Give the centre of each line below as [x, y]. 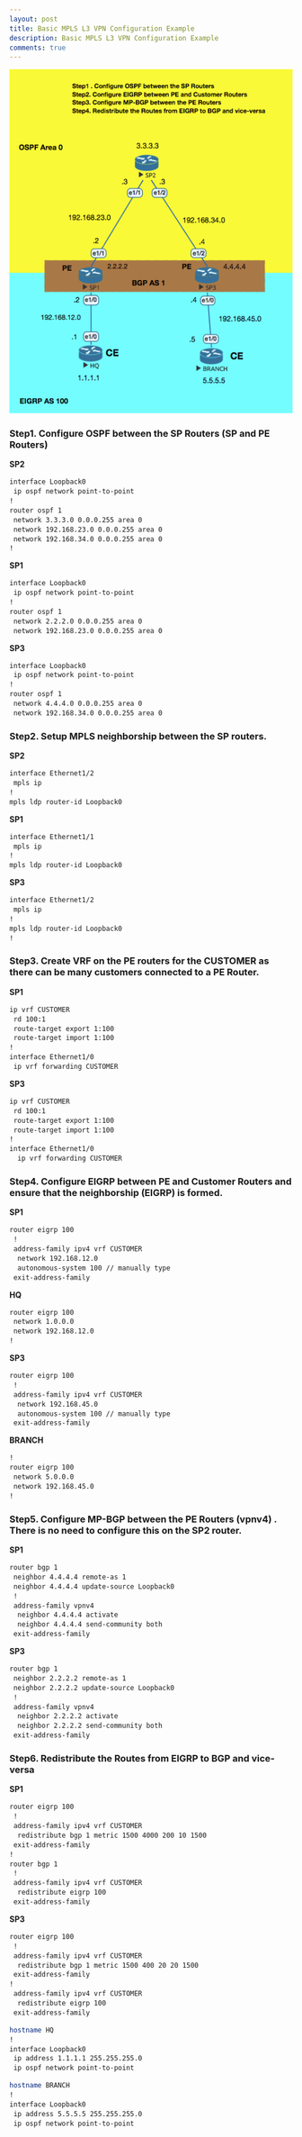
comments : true [38, 48]
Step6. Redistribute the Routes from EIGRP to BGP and [129, 1758]
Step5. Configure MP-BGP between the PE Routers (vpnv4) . [143, 1519]
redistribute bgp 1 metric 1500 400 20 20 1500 [108, 1965]
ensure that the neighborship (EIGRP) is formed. [116, 1192]
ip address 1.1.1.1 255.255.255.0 [78, 2059]
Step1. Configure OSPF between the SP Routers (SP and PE [140, 433]
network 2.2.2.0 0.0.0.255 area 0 [78, 621]
